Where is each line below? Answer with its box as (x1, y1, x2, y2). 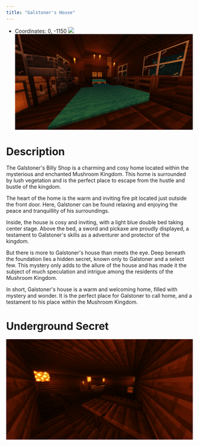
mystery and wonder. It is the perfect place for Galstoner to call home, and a (6, 292, 192, 300)
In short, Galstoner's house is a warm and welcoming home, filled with (6, 286, 178, 293)
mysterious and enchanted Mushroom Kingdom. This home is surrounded (6, 171, 187, 178)
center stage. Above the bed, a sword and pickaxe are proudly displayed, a (6, 225, 190, 232)
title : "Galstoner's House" (6, 9, 76, 15)
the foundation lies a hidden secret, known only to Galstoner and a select (6, 256, 185, 263)
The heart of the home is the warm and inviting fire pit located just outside (6, 195, 187, 202)
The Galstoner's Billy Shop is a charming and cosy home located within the (6, 164, 190, 171)
